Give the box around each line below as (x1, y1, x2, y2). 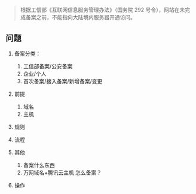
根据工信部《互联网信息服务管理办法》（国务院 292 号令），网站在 (20, 6, 180, 14)
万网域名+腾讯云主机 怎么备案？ (23, 169, 102, 176)
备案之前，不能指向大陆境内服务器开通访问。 (25, 14, 136, 21)
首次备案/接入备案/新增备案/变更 (23, 78, 103, 84)
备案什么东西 (23, 162, 55, 168)
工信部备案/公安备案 (23, 63, 73, 69)
